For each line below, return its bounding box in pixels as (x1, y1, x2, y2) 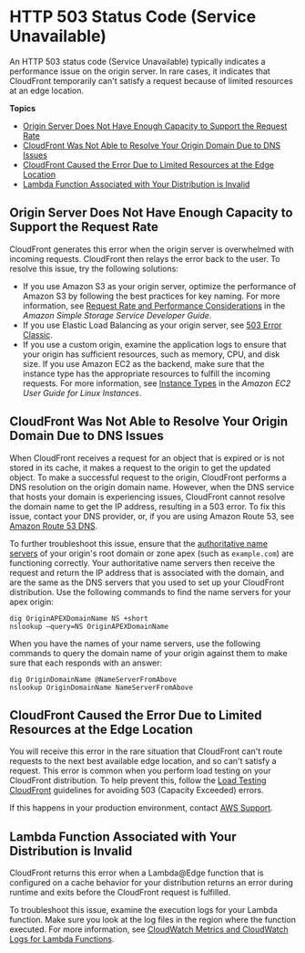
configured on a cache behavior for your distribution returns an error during (9, 877, 294, 888)
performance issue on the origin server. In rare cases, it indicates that (9, 66, 270, 77)
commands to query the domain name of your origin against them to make (9, 647, 289, 658)
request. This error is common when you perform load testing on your (9, 765, 271, 777)
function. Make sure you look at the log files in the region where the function (9, 915, 296, 926)
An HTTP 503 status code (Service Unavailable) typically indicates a (9, 56, 266, 67)
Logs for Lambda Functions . (9, 934, 115, 945)
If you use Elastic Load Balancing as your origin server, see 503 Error (22, 319, 282, 330)
